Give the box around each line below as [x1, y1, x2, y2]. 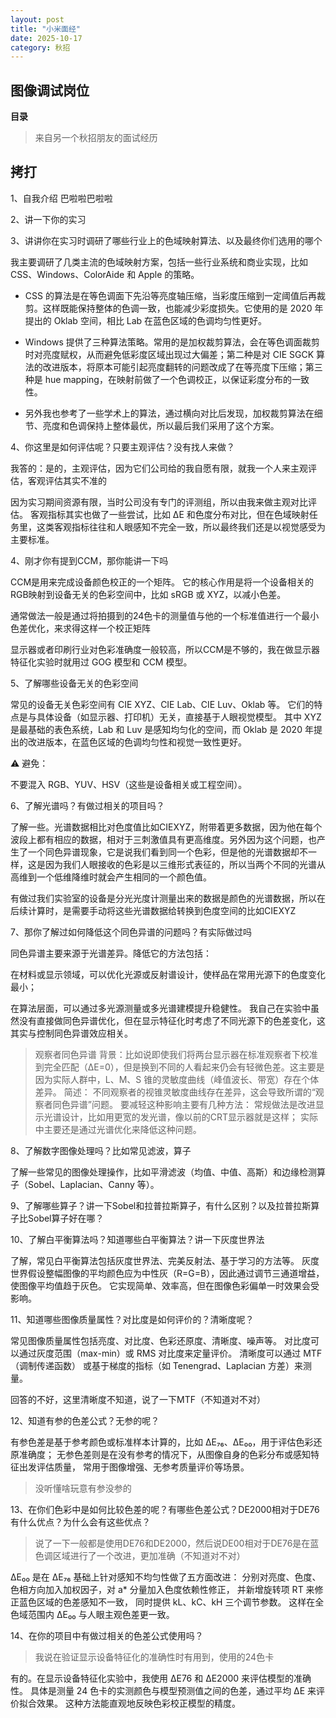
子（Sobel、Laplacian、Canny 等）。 [10, 1178, 160, 1190]
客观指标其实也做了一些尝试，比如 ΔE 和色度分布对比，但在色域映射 [29, 508, 310, 520]
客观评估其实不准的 [27, 474, 107, 486]
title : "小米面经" [10, 24, 82, 34]
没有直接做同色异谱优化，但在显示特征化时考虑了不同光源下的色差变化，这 [18, 1014, 326, 1026]
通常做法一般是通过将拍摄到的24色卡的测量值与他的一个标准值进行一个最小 [10, 609, 320, 621]
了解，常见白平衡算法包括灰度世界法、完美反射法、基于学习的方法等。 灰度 [10, 1254, 320, 1266]
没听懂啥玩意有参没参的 [34, 1482, 132, 1494]
